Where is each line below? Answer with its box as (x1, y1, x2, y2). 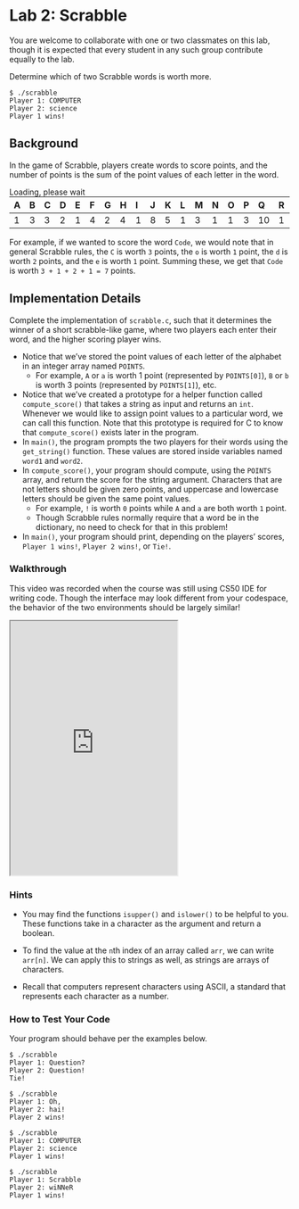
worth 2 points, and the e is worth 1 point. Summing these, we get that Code (9, 255, 284, 266)
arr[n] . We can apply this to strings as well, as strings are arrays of (21, 955, 270, 965)
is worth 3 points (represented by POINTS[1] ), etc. (35, 379, 217, 390)
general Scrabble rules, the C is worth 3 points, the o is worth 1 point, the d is (9, 246, 288, 257)
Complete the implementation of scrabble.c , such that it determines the (9, 314, 272, 326)
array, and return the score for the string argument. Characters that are (21, 474, 283, 484)
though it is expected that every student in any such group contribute (9, 44, 263, 54)
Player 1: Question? (9, 1058, 86, 1067)
